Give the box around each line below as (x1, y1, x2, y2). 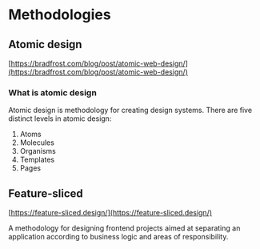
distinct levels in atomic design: (8, 114, 112, 123)
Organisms (19, 147, 56, 156)
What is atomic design (8, 86, 98, 98)
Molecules (19, 138, 54, 147)
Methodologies (8, 6, 111, 24)
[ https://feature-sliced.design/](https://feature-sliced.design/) (8, 208, 213, 218)
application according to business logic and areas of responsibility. (8, 232, 229, 242)
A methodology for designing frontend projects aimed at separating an (8, 223, 241, 233)
